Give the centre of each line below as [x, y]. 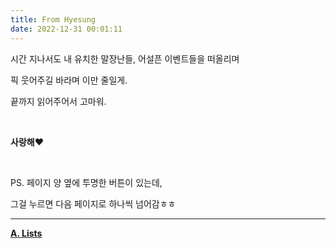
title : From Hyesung [53, 19]
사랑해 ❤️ [27, 142]
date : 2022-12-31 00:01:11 [66, 29]
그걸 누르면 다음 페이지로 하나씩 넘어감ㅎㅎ [93, 203]
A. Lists [26, 233]
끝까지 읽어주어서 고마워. [58, 101]
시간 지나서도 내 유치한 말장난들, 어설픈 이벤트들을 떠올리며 [125, 58]
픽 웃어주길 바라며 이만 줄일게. [69, 80]
